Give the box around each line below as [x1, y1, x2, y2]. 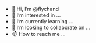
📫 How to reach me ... [11, 31, 66, 37]
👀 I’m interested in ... [11, 12, 61, 19]
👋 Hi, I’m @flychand [11, 6, 59, 12]
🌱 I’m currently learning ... [11, 18, 74, 24]
